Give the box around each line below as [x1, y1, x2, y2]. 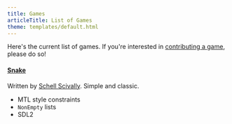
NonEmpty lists [17, 102, 57, 111]
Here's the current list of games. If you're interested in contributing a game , [7, 43, 226, 51]
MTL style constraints [17, 95, 81, 104]
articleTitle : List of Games [7, 17, 93, 24]
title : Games [7, 10, 46, 18]
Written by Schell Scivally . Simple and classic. [7, 81, 139, 90]
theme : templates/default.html [7, 23, 99, 30]
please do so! [7, 50, 47, 58]
